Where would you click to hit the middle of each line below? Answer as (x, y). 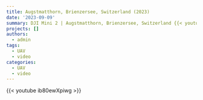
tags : (13, 46)
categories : (21, 62)
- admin (21, 40)
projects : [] (23, 29)
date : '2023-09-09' (31, 17)
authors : (17, 34)
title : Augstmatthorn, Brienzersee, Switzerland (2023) (78, 12)
